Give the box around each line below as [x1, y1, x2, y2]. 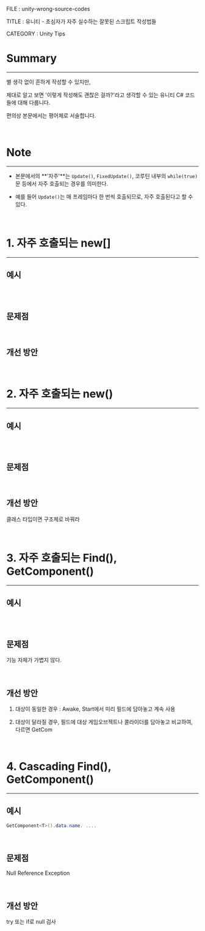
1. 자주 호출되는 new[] [6, 236, 111, 250]
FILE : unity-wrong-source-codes [6, 6, 90, 12]
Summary [6, 51, 57, 65]
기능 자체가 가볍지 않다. [6, 656, 62, 664]
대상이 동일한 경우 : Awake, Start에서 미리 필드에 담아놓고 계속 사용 [15, 705, 176, 712]
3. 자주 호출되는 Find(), [6, 551, 117, 565]
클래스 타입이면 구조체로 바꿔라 [6, 515, 81, 523]
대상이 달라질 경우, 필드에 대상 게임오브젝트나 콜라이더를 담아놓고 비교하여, [15, 719, 193, 725]
